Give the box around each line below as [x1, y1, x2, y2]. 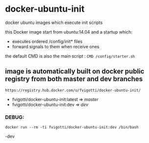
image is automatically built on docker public [5, 67, 145, 76]
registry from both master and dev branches [5, 75, 143, 83]
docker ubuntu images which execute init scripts [5, 20, 103, 25]
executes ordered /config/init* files [12, 38, 83, 44]
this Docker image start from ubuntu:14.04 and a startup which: [5, 29, 133, 35]
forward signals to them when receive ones [12, 43, 100, 49]
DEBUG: [5, 114, 24, 121]
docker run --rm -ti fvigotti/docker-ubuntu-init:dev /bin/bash [5, 125, 139, 130]
